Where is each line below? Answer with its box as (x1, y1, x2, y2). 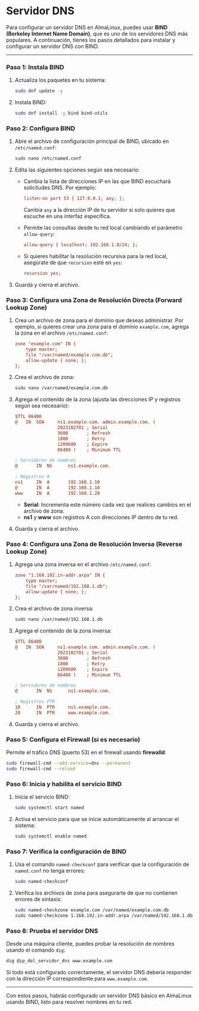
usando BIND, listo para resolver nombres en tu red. (6, 998, 133, 1005)
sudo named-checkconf (14, 879, 68, 885)
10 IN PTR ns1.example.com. (14, 704, 111, 710)
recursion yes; (23, 270, 61, 276)
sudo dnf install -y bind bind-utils (14, 110, 108, 116)
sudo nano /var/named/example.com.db (14, 385, 108, 391)
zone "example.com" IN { (14, 341, 76, 347)
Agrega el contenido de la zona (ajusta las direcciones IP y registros (14, 396, 181, 403)
